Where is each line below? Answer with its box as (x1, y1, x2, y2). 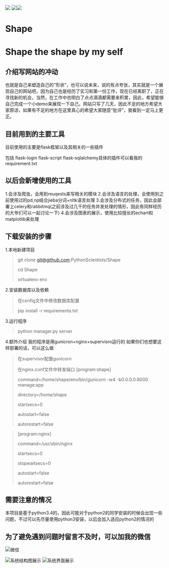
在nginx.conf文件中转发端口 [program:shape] (17, 366, 112, 372)
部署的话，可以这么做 (9, 345, 54, 351)
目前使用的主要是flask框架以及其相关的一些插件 (5, 144, 104, 150)
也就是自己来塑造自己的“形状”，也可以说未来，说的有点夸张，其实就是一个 (5, 82, 159, 88)
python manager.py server (17, 328, 73, 334)
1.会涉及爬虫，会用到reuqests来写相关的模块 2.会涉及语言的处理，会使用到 (5, 191, 159, 197)
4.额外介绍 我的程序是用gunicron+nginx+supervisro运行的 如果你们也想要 (5, 339, 157, 345)
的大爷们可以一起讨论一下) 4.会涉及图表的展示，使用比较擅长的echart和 (5, 210, 153, 216)
